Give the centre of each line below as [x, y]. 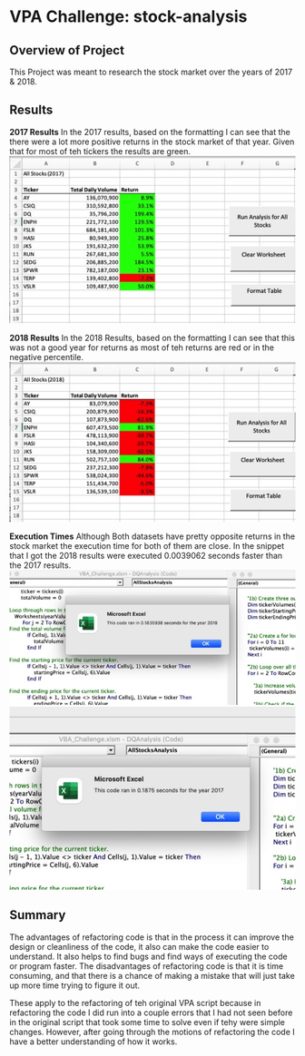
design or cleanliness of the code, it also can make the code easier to [139, 946]
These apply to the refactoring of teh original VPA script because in [135, 1002]
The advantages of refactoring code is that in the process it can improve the [152, 937]
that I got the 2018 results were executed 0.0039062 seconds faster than [146, 556]
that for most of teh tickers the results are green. [100, 151]
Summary [38, 915]
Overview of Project [67, 50]
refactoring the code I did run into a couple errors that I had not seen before [151, 1012]
